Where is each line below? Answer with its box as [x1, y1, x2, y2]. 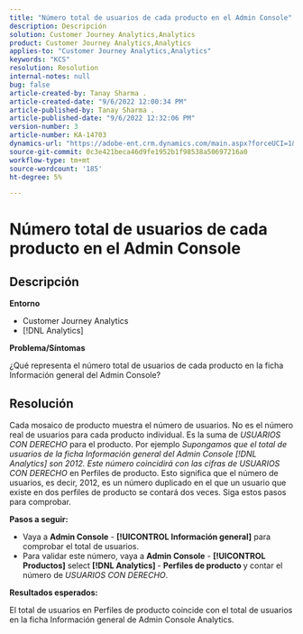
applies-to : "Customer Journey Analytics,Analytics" [9, 47, 212, 56]
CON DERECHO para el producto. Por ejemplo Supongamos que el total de [9, 439, 287, 450]
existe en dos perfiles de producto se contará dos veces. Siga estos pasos [9, 487, 287, 498]
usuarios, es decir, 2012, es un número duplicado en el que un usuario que [9, 477, 287, 488]
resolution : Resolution [9, 64, 99, 73]
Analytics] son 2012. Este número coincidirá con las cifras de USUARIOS [9, 458, 280, 469]
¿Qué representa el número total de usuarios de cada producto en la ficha [9, 360, 284, 371]
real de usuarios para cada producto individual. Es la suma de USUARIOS [9, 429, 281, 440]
